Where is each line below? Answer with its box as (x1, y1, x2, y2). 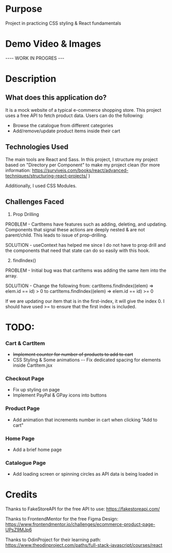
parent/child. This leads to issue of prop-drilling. (5, 232, 108, 238)
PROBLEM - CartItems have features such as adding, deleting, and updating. (5, 221, 167, 227)
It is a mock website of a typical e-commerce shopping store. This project (5, 107, 162, 113)
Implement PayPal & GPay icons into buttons (12, 392, 107, 398)
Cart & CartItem (5, 340, 45, 347)
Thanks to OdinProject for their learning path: (5, 537, 101, 543)
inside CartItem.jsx (12, 362, 53, 368)
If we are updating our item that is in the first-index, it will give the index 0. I (5, 298, 165, 304)
